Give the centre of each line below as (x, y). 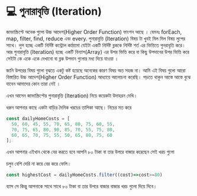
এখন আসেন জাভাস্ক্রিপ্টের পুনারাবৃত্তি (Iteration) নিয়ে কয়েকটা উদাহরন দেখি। (72, 95)
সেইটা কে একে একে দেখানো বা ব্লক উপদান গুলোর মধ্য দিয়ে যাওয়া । (62, 58)
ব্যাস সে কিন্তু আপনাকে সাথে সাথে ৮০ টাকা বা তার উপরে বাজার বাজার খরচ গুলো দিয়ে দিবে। (82, 187)
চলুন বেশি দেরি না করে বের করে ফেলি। (38, 164)
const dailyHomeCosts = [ (38, 118)
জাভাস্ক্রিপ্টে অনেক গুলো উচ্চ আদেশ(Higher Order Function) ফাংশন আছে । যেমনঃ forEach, (94, 32)
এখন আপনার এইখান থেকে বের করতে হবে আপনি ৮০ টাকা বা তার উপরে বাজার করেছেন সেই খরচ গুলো (90, 152)
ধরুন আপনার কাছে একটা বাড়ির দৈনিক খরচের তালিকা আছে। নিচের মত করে (69, 107)
